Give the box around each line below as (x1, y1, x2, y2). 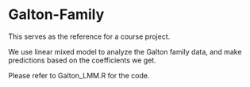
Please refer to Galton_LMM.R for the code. (8, 70, 150, 80)
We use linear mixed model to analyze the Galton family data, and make (8, 47, 242, 56)
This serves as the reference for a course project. (8, 32, 171, 41)
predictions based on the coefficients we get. (8, 55, 156, 65)
